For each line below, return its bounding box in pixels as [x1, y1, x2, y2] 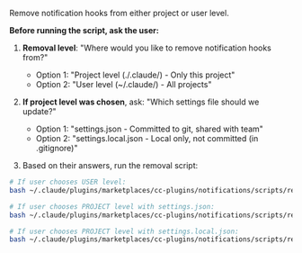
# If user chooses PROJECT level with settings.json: [9, 202, 216, 211]
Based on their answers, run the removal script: [22, 160, 199, 170]
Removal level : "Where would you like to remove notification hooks [22, 42, 271, 53]
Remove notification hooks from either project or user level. [9, 8, 229, 18]
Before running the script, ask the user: [9, 25, 159, 35]
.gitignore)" [35, 143, 78, 153]
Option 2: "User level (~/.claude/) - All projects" [35, 79, 212, 89]
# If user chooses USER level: [9, 177, 127, 186]
